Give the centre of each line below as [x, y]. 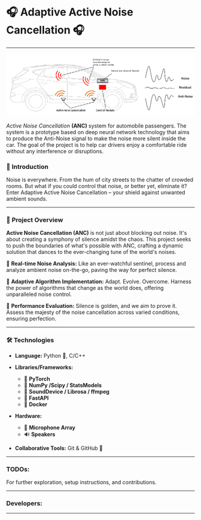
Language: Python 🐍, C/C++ [50, 355]
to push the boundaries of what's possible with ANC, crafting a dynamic [95, 246]
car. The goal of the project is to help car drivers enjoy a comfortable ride [97, 144]
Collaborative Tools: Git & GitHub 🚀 [59, 448]
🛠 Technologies [30, 340]
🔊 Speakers [39, 434]
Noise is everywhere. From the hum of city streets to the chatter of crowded [100, 180]
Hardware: [28, 416]
